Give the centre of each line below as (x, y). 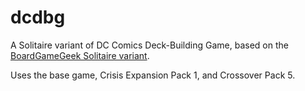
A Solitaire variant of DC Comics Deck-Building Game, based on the (149, 45)
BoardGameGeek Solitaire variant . (80, 55)
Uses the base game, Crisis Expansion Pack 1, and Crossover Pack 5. (153, 75)
